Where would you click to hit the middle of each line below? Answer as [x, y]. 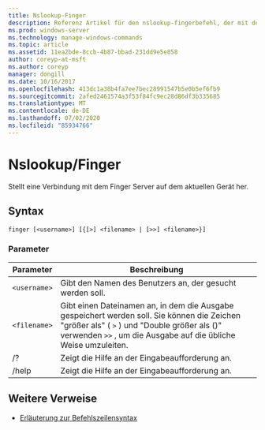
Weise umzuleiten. [94, 345]
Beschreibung [157, 269]
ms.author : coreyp [38, 67]
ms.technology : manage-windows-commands [76, 37]
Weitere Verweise [53, 399]
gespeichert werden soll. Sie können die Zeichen [151, 315]
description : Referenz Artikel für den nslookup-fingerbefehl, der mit [128, 23]
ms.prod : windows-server [49, 30]
